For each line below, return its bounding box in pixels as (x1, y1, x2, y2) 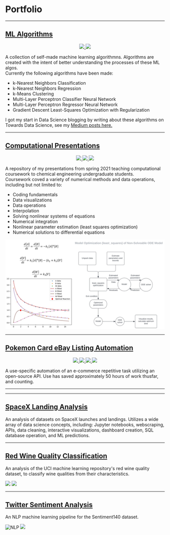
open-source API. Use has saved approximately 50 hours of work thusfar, (5, 373, 158, 379)
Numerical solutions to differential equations (12, 229, 105, 235)
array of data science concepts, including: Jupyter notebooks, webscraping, (5, 421, 164, 427)
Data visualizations (12, 197, 52, 203)
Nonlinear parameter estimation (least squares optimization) (12, 224, 138, 230)
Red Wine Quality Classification (5, 452, 107, 460)
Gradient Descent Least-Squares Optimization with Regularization (12, 106, 150, 113)
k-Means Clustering (12, 90, 54, 97)
